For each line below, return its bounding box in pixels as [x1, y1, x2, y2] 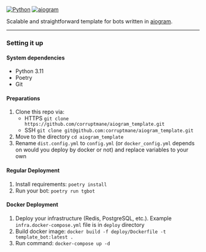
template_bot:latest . [15, 234, 74, 240]
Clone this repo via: [15, 108, 65, 116]
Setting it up [6, 39, 44, 47]
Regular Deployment [6, 166, 60, 174]
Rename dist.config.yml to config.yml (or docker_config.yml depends [15, 140, 195, 147]
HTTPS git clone [24, 115, 69, 122]
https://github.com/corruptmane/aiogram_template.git [24, 121, 165, 128]
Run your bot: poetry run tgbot [15, 187, 95, 194]
